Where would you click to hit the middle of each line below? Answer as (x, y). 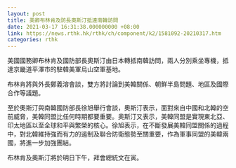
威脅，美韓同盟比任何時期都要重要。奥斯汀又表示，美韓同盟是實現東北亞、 (121, 117)
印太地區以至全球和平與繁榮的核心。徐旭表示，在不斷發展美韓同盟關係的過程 (118, 125)
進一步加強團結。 (50, 143)
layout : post (26, 14)
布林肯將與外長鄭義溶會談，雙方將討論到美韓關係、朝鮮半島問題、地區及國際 (118, 84)
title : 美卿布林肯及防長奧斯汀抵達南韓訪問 (63, 20)
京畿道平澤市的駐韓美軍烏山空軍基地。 (68, 69)
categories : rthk (33, 40)
